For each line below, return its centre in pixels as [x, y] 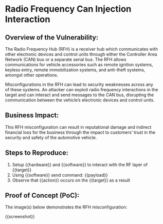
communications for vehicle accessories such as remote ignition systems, [79, 65]
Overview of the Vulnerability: [52, 37]
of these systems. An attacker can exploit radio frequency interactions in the [82, 90]
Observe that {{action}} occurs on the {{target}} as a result [71, 180]
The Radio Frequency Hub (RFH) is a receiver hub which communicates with [81, 49]
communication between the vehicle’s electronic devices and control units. [80, 100]
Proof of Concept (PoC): [42, 195]
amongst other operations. [32, 75]
